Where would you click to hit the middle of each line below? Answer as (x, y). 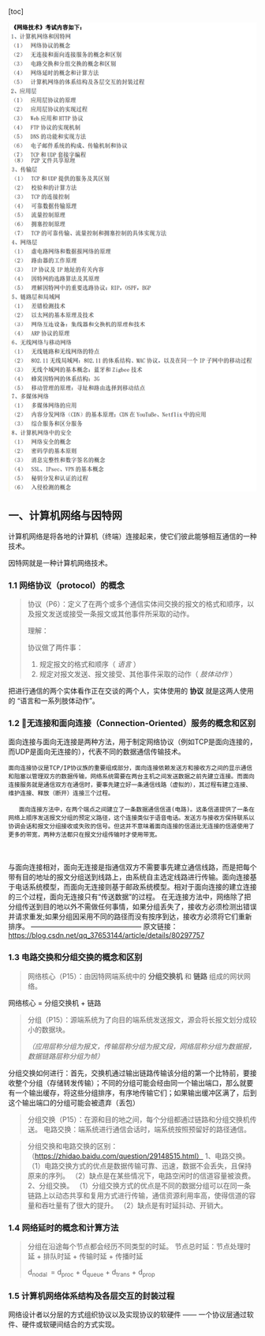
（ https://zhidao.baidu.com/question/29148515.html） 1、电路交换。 (138, 1156)
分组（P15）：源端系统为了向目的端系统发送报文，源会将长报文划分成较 (142, 1019)
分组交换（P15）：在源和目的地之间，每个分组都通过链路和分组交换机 (138, 1119)
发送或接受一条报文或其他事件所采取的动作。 (121, 614)
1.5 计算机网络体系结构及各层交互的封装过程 (91, 1296)
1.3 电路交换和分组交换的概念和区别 (75, 958)
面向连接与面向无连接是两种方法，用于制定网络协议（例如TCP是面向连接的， (132, 742)
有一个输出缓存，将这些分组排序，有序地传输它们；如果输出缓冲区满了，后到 (132, 1093)
